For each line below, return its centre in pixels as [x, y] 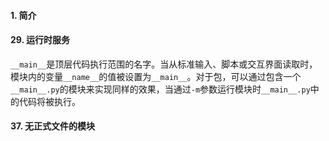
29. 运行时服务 [40, 40]
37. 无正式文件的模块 [52, 126]
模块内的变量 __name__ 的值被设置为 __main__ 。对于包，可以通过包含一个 [156, 76]
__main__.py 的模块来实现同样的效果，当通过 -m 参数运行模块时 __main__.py [160, 89]
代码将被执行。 [49, 101]
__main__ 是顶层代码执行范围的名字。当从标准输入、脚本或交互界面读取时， [164, 64]
